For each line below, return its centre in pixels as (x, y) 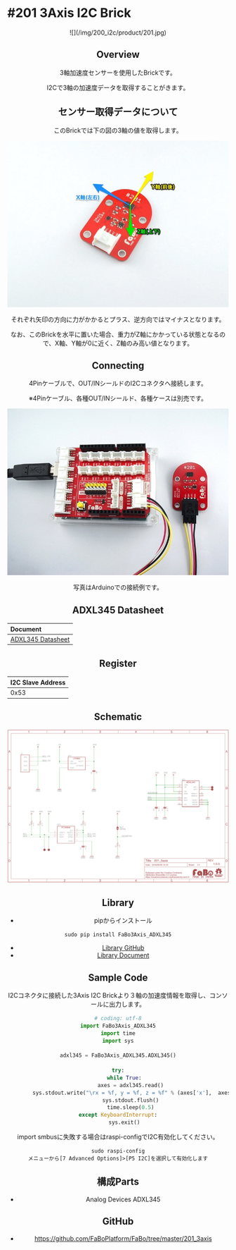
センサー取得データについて (118, 112)
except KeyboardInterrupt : (118, 1115)
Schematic (118, 717)
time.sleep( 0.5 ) (130, 1108)
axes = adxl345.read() (130, 1085)
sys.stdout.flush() (131, 1100)
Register (118, 663)
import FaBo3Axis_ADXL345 (118, 1026)
